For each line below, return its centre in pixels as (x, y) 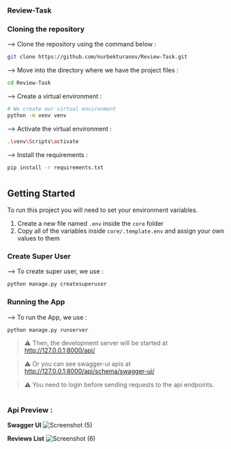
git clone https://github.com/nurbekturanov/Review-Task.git (97, 57)
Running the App (36, 302)
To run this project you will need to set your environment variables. (103, 210)
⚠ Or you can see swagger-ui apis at (77, 364)
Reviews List (26, 438)
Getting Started (41, 193)
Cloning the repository (46, 28)
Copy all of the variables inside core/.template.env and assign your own (121, 231)
